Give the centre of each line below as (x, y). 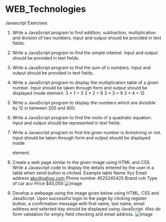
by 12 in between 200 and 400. (44, 108)
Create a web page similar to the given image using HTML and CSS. (82, 162)
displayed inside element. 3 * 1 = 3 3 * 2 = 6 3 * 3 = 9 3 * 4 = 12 (78, 93)
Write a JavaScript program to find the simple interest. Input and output (85, 53)
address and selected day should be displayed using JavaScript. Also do (86, 209)
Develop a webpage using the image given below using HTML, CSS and (86, 193)
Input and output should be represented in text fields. (67, 123)
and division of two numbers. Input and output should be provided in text (87, 38)
